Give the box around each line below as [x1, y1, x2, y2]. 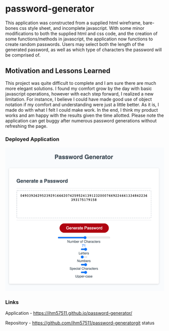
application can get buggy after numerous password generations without [5, 117, 157, 124]
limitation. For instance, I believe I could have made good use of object [5, 96, 152, 102]
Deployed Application [5, 135, 60, 143]
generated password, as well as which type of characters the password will [5, 46, 162, 53]
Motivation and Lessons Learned [5, 67, 111, 75]
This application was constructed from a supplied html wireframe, [5, 20, 142, 26]
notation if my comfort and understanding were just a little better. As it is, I [5, 102, 159, 108]
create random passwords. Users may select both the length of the [5, 41, 145, 47]
